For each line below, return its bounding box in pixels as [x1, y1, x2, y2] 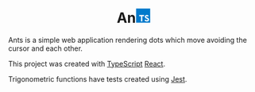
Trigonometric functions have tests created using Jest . [8, 74, 187, 83]
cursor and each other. [8, 44, 83, 53]
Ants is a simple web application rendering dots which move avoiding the [8, 35, 248, 44]
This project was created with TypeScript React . [8, 59, 165, 68]
